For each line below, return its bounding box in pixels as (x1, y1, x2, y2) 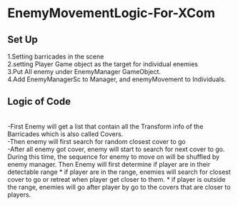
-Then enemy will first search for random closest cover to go (7, 137, 186, 145)
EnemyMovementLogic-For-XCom (7, 5, 216, 21)
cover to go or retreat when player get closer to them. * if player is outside (7, 175, 226, 183)
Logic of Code (7, 96, 71, 108)
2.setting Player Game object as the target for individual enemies (7, 60, 199, 68)
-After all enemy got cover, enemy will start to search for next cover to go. (7, 145, 225, 153)
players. (7, 190, 31, 199)
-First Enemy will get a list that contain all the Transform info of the (7, 122, 204, 130)
